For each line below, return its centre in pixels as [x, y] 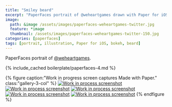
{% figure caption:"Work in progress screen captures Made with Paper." [81, 78]
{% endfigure [150, 94]
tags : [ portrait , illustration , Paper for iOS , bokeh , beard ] [73, 44]
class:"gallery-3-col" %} [31, 83]
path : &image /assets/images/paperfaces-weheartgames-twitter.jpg [82, 24]
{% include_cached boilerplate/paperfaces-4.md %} [61, 68]
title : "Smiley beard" [29, 10]
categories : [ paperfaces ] [33, 39]
